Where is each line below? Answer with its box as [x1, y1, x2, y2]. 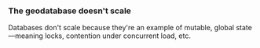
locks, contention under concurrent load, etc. [44, 31, 191, 40]
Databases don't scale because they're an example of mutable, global [8, 23, 234, 33]
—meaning [8, 31, 43, 40]
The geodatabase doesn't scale [8, 5, 132, 16]
